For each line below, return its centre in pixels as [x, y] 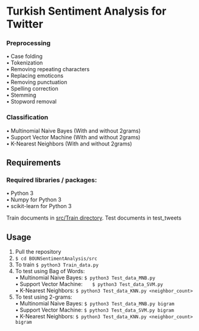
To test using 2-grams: [44, 297]
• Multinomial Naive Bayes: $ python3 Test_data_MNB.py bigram [95, 304]
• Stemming [21, 95]
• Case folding [24, 57]
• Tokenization [25, 63]
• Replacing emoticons [35, 76]
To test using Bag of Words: [50, 271]
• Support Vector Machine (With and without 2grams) [73, 137]
